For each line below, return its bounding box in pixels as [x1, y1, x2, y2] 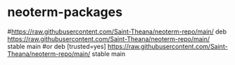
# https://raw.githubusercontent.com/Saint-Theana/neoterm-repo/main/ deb [7, 27, 227, 36]
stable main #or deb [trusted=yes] [7, 42, 107, 50]
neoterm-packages [7, 4, 123, 20]
